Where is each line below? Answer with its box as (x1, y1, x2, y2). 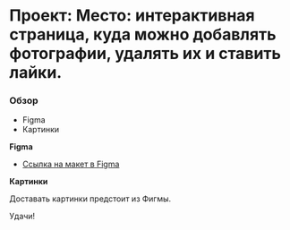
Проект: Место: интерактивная (9, 5, 255, 26)
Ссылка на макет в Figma (21, 158, 120, 170)
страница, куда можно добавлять (9, 24, 277, 45)
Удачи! (9, 211, 36, 222)
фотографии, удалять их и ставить (9, 44, 282, 64)
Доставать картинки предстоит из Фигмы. (9, 193, 172, 204)
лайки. (9, 63, 63, 83)
